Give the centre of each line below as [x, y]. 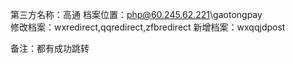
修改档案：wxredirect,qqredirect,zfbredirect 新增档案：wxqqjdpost [148, 27]
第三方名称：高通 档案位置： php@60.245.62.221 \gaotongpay [136, 14]
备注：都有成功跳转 [50, 48]
